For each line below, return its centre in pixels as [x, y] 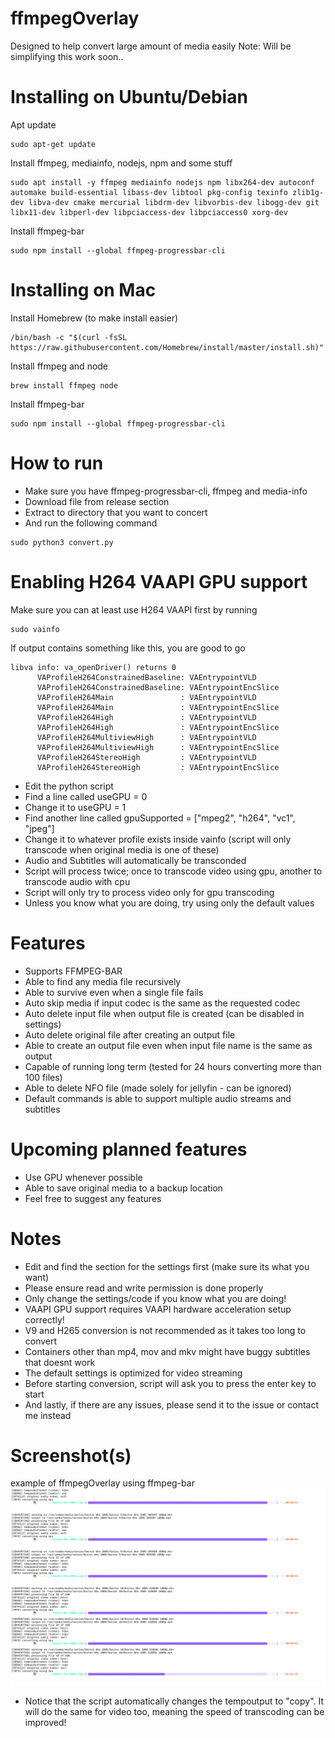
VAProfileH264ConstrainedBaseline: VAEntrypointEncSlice [158, 687]
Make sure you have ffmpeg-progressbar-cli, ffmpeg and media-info [166, 491]
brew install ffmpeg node [64, 385]
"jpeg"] [39, 828]
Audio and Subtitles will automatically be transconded [135, 860]
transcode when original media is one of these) [122, 849]
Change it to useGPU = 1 [75, 807]
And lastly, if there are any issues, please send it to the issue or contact [172, 1404]
